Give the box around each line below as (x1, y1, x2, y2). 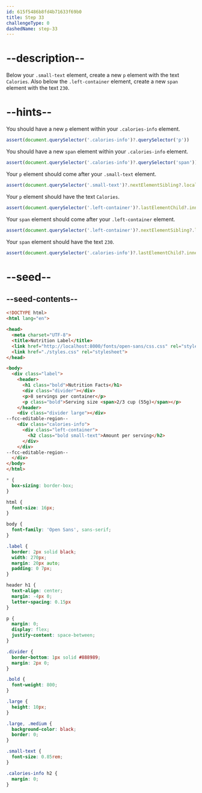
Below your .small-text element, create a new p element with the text (6, 72, 179, 79)
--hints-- (6, 105, 52, 119)
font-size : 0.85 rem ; (11, 754, 63, 760)
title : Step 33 (6, 14, 44, 20)
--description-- (6, 52, 85, 65)
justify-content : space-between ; (11, 632, 96, 639)
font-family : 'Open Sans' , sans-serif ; (11, 527, 112, 533)
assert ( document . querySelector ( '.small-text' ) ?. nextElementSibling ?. (6, 182, 185, 188)
